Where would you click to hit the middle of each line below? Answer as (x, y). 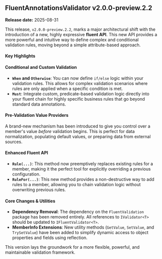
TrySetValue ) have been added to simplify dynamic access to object (80, 233)
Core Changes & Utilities (30, 201)
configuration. (26, 174)
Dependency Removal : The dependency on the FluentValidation (78, 212)
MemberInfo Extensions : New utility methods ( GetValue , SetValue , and (83, 227)
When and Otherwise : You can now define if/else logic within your (78, 78)
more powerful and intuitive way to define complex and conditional (72, 40)
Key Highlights (20, 56)
